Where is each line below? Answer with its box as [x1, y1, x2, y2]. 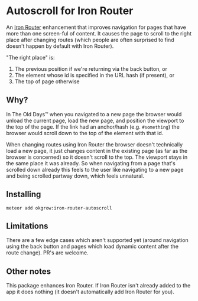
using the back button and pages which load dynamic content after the [6, 243, 179, 250]
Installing [6, 189, 41, 199]
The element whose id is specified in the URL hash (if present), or [14, 71, 175, 78]
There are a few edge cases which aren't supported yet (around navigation [6, 237, 189, 244]
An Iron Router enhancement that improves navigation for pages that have [6, 24, 186, 31]
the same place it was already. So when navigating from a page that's [6, 159, 176, 166]
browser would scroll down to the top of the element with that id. [6, 129, 164, 136]
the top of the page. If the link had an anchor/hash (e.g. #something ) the [6, 123, 180, 130]
